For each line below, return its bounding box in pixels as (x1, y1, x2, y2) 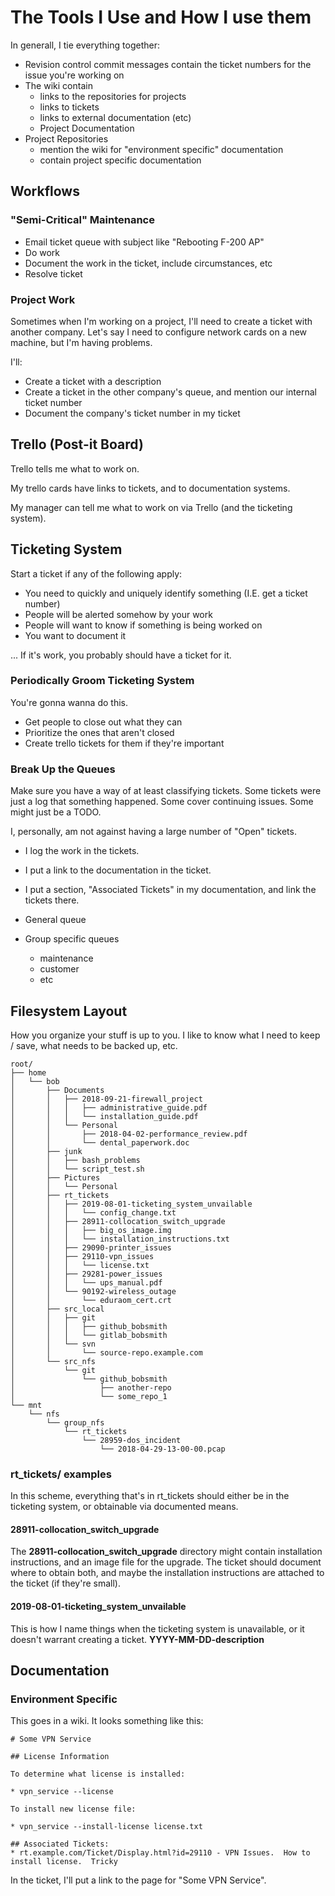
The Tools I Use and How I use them (10, 6, 312, 29)
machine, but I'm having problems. (10, 336, 153, 348)
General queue (24, 914, 87, 926)
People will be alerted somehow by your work (24, 608, 213, 620)
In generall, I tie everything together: (10, 39, 160, 51)
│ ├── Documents (10, 1085, 105, 1095)
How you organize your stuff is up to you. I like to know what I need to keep (10, 1029, 321, 1041)
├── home (10, 1067, 47, 1078)
